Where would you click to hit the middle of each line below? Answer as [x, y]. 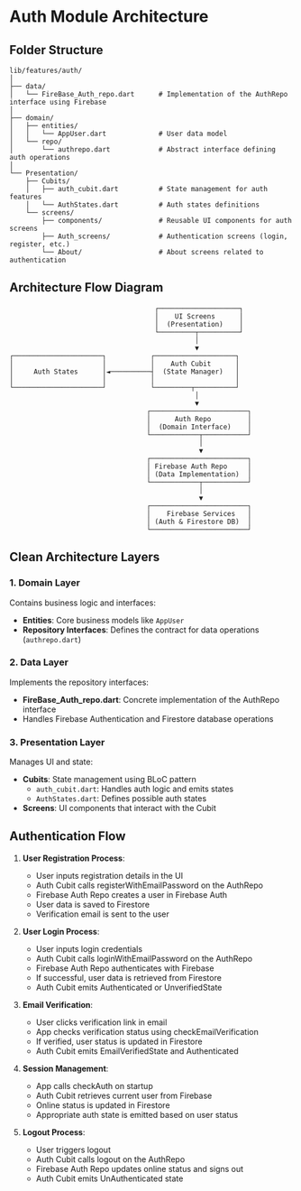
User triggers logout [73, 1149]
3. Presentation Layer [57, 742]
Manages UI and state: [51, 762]
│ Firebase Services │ [199, 513]
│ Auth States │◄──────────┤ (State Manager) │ [125, 372]
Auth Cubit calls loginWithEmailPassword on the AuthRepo [144, 958]
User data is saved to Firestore [93, 904]
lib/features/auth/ [46, 70]
